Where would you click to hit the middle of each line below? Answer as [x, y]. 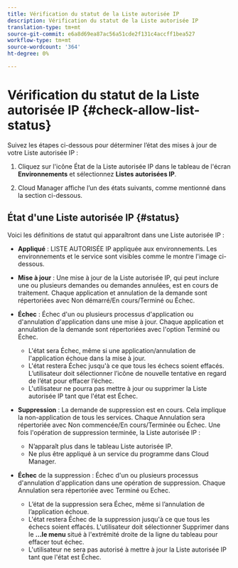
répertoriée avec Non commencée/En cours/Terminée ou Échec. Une [119, 425]
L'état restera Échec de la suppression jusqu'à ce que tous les [119, 519]
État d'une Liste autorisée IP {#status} [93, 218]
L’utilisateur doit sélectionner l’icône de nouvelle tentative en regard [127, 373]
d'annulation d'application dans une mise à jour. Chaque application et [120, 322]
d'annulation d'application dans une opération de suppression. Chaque [121, 483]
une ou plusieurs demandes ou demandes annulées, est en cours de [118, 285]
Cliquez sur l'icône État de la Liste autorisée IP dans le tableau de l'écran [124, 166]
